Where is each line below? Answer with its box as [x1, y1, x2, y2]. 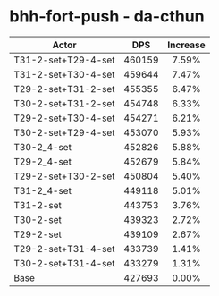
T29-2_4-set [13, 155, 72, 167]
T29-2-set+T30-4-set [13, 112, 115, 124]
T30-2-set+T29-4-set [13, 126, 115, 139]
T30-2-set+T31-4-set [13, 257, 115, 269]
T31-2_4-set [13, 184, 72, 197]
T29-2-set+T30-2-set [13, 170, 115, 182]
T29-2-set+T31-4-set [13, 242, 115, 255]
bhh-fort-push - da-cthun [9, 6, 205, 27]
